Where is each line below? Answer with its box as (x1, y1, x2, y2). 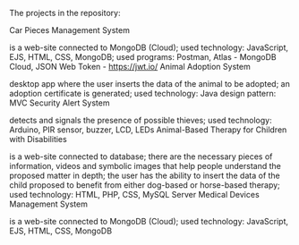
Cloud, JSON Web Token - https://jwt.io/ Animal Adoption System (9, 62, 251, 72)
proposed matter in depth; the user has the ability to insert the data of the (9, 170, 280, 181)
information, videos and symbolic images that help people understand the (9, 161, 282, 171)
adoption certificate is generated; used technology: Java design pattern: (9, 89, 277, 98)
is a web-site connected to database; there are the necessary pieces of (9, 151, 273, 162)
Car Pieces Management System (9, 25, 130, 35)
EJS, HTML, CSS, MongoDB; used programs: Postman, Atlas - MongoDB (9, 52, 277, 62)
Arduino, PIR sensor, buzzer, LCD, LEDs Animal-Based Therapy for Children (9, 124, 287, 135)
